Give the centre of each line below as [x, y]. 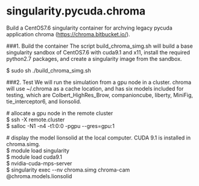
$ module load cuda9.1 [34, 157]
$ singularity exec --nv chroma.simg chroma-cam [68, 170]
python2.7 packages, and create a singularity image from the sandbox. [94, 59]
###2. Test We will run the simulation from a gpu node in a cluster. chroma [99, 82]
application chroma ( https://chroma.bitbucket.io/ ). [68, 34]
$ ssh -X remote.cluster [36, 120]
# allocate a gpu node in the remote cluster [60, 113]
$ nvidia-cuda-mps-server [39, 163]
